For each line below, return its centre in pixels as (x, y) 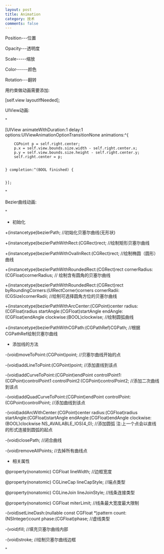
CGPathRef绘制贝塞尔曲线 (32, 334)
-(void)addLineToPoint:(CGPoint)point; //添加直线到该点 (61, 365)
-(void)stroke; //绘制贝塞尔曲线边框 (41, 540)
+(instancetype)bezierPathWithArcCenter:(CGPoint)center (64, 306)
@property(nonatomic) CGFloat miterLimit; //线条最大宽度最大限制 (72, 503)
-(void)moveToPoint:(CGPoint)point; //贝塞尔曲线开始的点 (63, 355)
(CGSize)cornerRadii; (27, 296)
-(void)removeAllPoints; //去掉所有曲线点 (46, 451)
